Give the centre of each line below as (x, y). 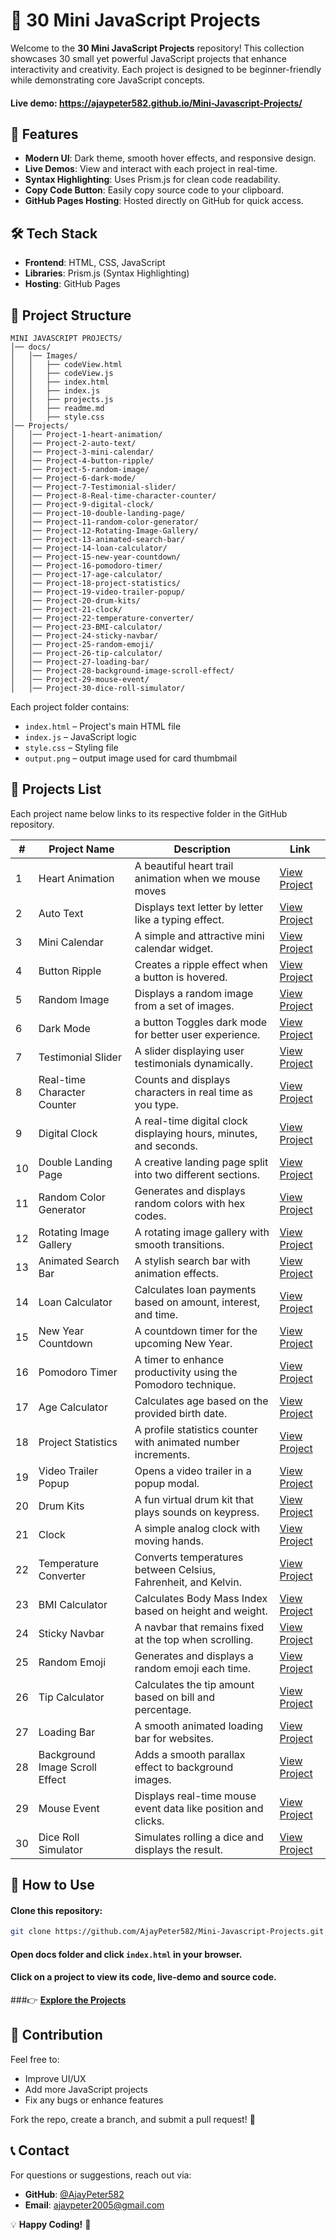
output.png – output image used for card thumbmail (131, 758)
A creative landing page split (201, 1162)
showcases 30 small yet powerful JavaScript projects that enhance (148, 58)
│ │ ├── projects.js (62, 399)
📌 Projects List (56, 789)
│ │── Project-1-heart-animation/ (86, 434)
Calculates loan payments (195, 1289)
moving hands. (169, 1541)
